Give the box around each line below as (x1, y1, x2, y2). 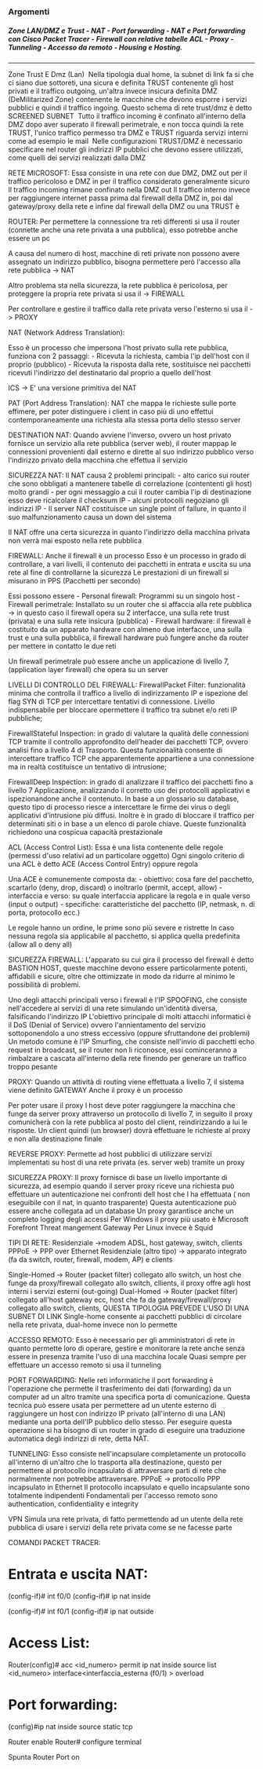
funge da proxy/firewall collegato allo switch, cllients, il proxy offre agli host (8, 1278, 251, 1288)
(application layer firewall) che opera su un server (8, 664, 168, 674)
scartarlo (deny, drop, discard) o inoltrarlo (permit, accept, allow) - (8, 883, 223, 892)
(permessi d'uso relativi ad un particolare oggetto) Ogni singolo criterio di (8, 850, 245, 860)
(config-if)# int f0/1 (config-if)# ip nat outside (8, 1606, 154, 1616)
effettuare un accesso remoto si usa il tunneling (8, 1360, 162, 1369)
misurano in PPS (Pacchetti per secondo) (8, 576, 141, 585)
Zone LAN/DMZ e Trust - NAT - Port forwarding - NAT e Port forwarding (8, 26, 246, 35)
